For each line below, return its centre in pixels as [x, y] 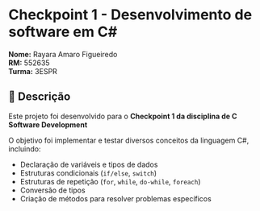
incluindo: [25, 149]
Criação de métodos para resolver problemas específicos [115, 198]
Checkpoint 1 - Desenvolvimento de [130, 15]
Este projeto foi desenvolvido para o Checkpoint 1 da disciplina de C [123, 116]
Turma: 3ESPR [33, 71]
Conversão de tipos [53, 190]
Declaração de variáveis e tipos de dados [89, 164]
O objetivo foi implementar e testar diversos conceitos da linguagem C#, [129, 140]
